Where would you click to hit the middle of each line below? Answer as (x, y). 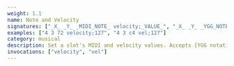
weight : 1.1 (24, 13)
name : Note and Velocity (43, 20)
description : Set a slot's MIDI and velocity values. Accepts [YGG (107, 45)
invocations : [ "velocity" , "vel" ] (57, 52)
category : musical (34, 39)
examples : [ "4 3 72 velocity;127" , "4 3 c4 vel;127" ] (87, 33)
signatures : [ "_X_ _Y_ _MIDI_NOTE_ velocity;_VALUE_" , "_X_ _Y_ (102, 26)
